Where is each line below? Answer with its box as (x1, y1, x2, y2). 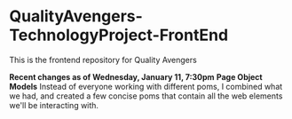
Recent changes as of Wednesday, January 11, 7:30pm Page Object (9, 71, 264, 82)
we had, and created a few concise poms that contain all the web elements (9, 91, 283, 101)
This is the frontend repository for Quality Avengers (9, 54, 197, 65)
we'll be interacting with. (9, 99, 99, 110)
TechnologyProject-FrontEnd (9, 25, 229, 45)
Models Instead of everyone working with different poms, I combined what (9, 81, 283, 91)
